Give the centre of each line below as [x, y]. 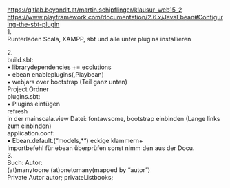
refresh [18, 111]
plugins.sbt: [24, 97]
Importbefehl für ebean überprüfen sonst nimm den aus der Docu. [101, 148]
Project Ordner [28, 89]
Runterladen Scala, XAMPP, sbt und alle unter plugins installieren [99, 39]
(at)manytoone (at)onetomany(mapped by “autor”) [79, 170]
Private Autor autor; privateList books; [60, 178]
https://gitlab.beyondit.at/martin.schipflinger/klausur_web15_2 [95, 10]
